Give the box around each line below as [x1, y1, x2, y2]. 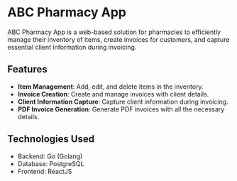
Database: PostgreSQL [17, 159, 84, 168]
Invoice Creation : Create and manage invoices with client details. [17, 89, 209, 98]
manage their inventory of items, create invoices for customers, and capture [7, 35, 230, 43]
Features [7, 63, 48, 75]
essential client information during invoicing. [7, 43, 137, 51]
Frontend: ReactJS [17, 167, 72, 175]
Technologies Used [7, 133, 94, 146]
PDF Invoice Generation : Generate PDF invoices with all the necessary [17, 104, 225, 114]
